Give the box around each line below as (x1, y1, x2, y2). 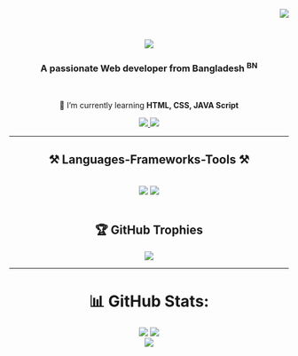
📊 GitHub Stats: (88, 291, 210, 311)
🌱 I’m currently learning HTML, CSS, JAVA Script (59, 99, 239, 110)
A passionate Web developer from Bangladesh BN (40, 60, 258, 75)
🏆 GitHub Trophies (94, 223, 204, 238)
